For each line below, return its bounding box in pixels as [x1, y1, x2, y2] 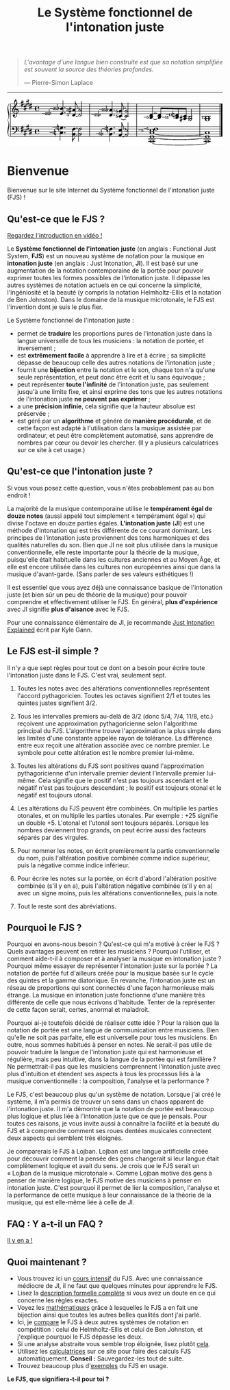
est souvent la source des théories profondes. [23, 65, 154, 73]
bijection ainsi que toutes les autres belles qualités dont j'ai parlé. [16, 1311, 201, 1319]
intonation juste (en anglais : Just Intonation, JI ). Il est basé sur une [7, 259, 199, 267]
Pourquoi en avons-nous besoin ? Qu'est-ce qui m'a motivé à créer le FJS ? [7, 940, 220, 948]
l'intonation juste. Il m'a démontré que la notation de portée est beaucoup [7, 1105, 214, 1113]
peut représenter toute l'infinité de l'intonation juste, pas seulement [16, 380, 209, 388]
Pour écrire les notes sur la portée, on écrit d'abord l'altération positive [16, 874, 217, 882]
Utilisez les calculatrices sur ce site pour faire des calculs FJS [16, 1348, 192, 1356]
